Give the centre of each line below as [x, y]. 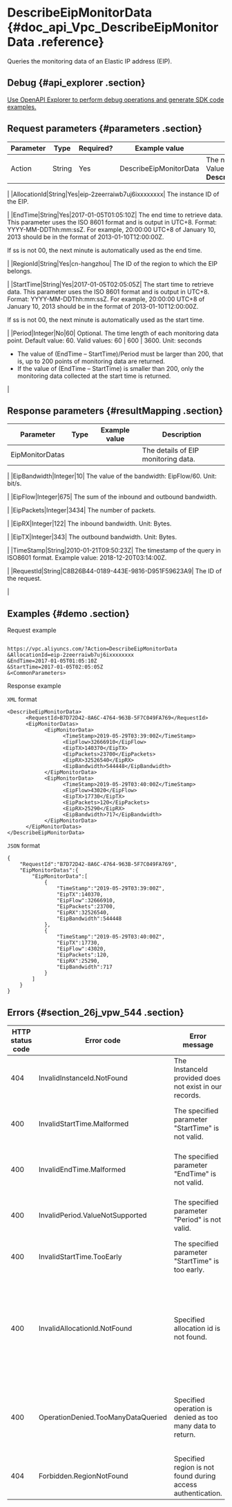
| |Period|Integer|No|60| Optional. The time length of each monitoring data [113, 333]
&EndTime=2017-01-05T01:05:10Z [52, 661]
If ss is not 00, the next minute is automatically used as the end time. [105, 250]
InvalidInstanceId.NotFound [83, 1078]
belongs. [20, 271]
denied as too [196, 1417]
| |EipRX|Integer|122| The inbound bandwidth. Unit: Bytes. [89, 524]
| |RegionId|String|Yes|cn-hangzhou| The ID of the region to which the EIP [112, 263]
